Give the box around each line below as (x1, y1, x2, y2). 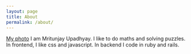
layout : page (6, 8, 38, 15)
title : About (6, 14, 38, 20)
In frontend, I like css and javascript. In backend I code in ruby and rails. (6, 41, 180, 48)
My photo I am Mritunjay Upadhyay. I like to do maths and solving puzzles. (6, 35, 186, 42)
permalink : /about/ (6, 19, 54, 25)
